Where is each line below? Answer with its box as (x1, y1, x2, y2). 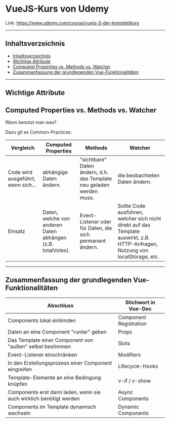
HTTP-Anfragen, (117, 240, 158, 247)
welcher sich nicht (117, 215, 161, 222)
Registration (118, 320, 147, 327)
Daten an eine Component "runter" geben (8, 328, 107, 335)
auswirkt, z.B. (117, 234, 150, 241)
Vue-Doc (129, 305, 152, 312)
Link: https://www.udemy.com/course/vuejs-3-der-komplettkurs (5, 20, 140, 26)
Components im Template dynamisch (8, 403, 96, 410)
